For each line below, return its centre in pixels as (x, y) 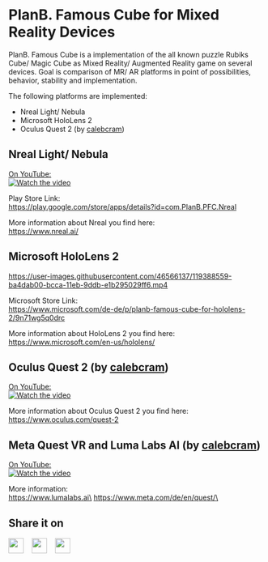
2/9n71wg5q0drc (37, 317)
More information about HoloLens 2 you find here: (92, 333)
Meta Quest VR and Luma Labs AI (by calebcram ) (135, 445)
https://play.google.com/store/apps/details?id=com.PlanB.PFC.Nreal (123, 206)
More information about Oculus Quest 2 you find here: (98, 411)
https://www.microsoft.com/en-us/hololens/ (82, 342)
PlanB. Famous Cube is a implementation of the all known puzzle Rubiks (128, 54)
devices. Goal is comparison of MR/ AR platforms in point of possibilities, (130, 71)
